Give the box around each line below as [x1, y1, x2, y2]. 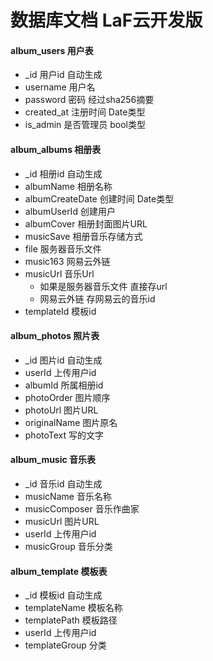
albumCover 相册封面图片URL [24, 217, 148, 230]
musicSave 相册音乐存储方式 [24, 230, 143, 242]
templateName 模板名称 [24, 602, 123, 614]
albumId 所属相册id [24, 379, 104, 391]
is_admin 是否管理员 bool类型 [24, 119, 146, 131]
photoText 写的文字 [24, 429, 105, 441]
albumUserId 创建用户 [24, 205, 116, 217]
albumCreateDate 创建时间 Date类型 [24, 192, 175, 205]
